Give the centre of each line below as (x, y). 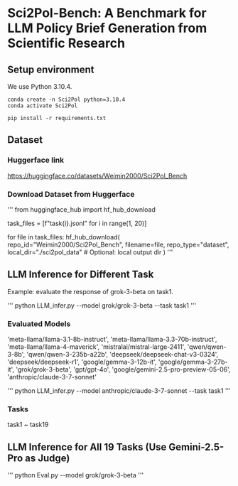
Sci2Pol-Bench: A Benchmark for (107, 13)
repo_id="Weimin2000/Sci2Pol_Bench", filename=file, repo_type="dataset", (118, 244)
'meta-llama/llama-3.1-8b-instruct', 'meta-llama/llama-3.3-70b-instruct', (112, 340)
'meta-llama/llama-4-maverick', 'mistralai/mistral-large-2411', (97, 347)
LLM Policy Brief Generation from (107, 28)
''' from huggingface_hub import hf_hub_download (82, 209)
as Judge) (47, 458)
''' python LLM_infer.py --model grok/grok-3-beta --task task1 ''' (102, 305)
